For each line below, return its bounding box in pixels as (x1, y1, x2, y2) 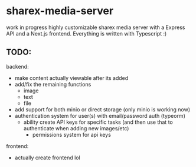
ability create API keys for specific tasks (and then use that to (23, 118, 173, 126)
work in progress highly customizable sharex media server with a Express (6, 24, 185, 31)
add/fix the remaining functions (14, 81, 92, 88)
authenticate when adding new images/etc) (23, 124, 129, 131)
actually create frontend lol (14, 154, 81, 161)
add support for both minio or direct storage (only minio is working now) (14, 105, 191, 113)
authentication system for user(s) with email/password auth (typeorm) (14, 112, 186, 119)
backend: (6, 63, 29, 70)
